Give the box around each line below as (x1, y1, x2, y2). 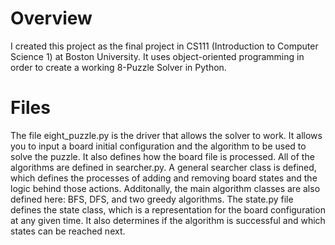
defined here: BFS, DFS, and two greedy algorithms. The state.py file (10, 193, 294, 205)
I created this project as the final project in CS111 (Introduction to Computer (10, 40, 319, 52)
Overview (10, 7, 93, 30)
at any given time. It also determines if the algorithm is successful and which (10, 214, 326, 226)
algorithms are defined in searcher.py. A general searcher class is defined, (10, 161, 317, 173)
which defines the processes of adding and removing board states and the (10, 172, 318, 184)
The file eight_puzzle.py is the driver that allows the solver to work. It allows (10, 129, 323, 141)
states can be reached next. (10, 225, 126, 237)
